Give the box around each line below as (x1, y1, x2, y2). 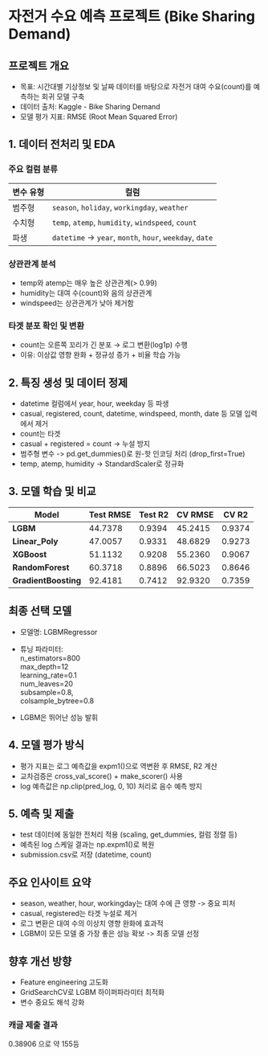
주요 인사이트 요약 (8, 875, 91, 889)
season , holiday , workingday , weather (51, 202, 189, 213)
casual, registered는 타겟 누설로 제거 (19, 909, 138, 919)
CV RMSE (176, 509, 214, 520)
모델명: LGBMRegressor (19, 627, 98, 636)
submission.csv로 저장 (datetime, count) (19, 849, 152, 860)
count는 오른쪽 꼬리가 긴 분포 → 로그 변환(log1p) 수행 (19, 340, 189, 350)
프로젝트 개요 (8, 59, 70, 72)
